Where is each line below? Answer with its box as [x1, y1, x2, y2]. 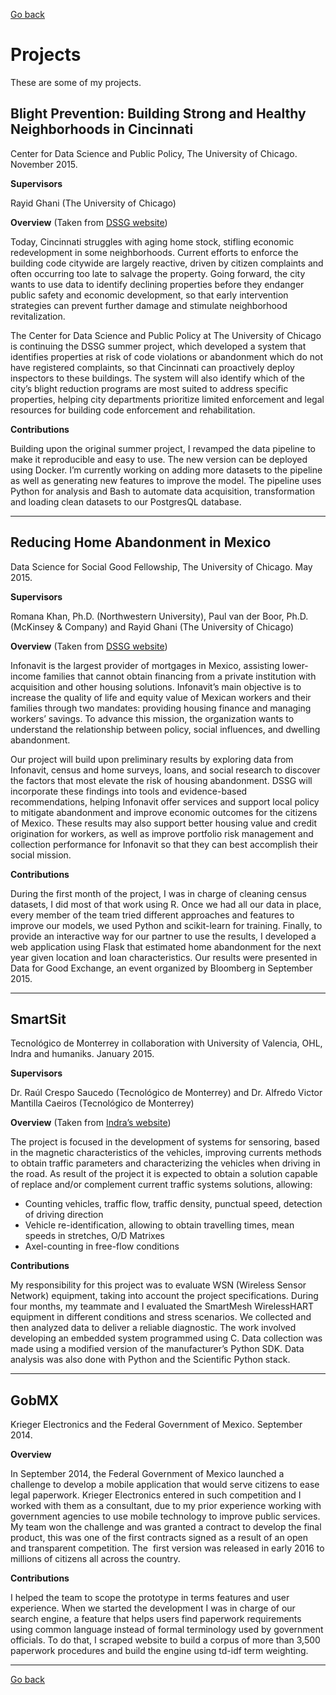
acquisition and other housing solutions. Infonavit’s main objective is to [10, 680, 302, 693]
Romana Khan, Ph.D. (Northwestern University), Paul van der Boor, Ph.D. [10, 610, 309, 622]
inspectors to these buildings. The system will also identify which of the [10, 372, 305, 384]
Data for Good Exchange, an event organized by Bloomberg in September [10, 962, 313, 974]
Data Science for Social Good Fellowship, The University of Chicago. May [10, 560, 313, 573]
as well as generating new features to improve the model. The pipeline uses [10, 474, 322, 486]
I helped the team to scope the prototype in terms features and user [10, 1592, 290, 1604]
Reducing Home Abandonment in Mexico [10, 534, 272, 551]
